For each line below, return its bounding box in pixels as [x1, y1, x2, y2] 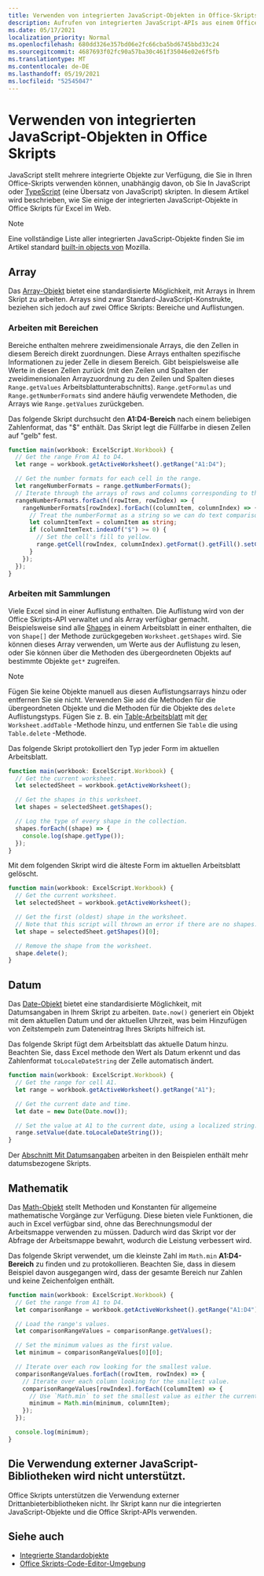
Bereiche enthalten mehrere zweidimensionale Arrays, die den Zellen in [8, 340, 239, 350]
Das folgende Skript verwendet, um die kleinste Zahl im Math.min [8, 1251, 218, 1260]
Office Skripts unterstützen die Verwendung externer [8, 1490, 180, 1500]
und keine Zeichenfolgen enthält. [8, 1276, 115, 1285]
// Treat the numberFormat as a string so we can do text [28, 511, 223, 519]
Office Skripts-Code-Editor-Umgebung [19, 1559, 146, 1568]
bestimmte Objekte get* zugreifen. [8, 656, 120, 665]
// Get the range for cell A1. [15, 1079, 118, 1087]
